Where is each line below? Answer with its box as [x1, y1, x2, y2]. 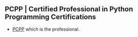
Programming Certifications [5, 13, 96, 21]
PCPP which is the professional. [12, 26, 80, 32]
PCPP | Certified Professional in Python [5, 5, 133, 13]
